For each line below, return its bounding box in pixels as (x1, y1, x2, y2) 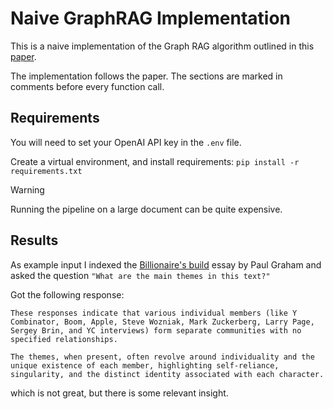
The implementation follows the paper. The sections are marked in (10, 70, 283, 82)
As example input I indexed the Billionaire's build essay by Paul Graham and (10, 258, 322, 271)
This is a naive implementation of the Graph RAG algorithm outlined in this (10, 40, 315, 52)
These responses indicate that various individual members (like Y (10, 308, 298, 318)
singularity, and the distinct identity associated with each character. (10, 369, 325, 379)
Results (10, 232, 59, 249)
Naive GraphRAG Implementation (10, 7, 291, 30)
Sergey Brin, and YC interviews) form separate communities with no (10, 325, 302, 336)
